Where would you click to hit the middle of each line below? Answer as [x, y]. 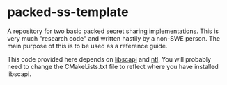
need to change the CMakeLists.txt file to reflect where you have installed [113, 66]
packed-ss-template [68, 12]
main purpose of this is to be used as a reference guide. [87, 46]
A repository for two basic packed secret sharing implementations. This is [113, 31]
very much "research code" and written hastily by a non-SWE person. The [114, 38]
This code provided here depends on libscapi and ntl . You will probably [109, 59]
